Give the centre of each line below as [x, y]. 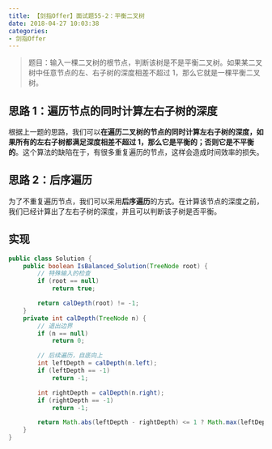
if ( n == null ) [63, 333]
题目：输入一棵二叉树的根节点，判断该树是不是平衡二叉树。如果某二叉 [145, 62]
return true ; [73, 289]
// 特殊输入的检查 [64, 274]
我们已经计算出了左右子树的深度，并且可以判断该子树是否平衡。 [115, 211]
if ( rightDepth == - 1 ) [76, 400]
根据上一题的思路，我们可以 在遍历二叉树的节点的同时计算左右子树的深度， [132, 132]
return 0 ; [68, 341]
